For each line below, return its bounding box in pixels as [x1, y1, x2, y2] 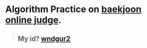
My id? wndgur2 [17, 34, 71, 43]
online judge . [5, 14, 62, 26]
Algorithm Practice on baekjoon [5, 4, 142, 15]
